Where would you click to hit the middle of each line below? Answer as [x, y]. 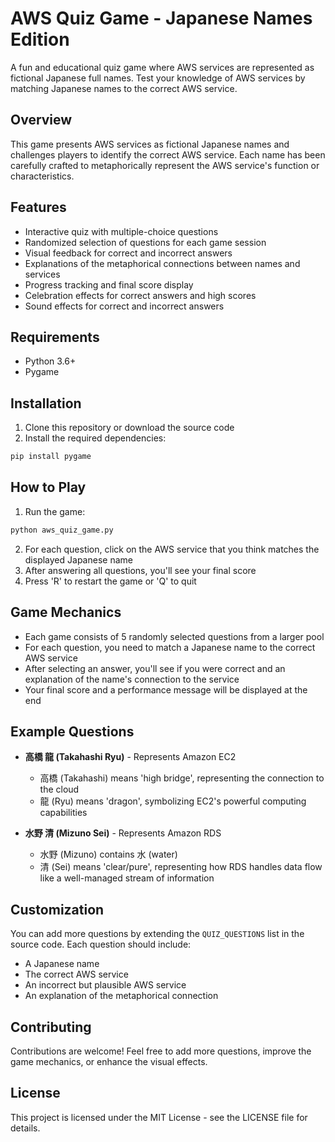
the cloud [59, 789]
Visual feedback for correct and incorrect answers [128, 253]
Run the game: [55, 511]
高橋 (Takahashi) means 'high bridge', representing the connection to [182, 778]
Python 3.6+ [50, 361]
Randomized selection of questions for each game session [145, 242]
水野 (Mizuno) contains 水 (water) [108, 854]
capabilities [63, 813]
